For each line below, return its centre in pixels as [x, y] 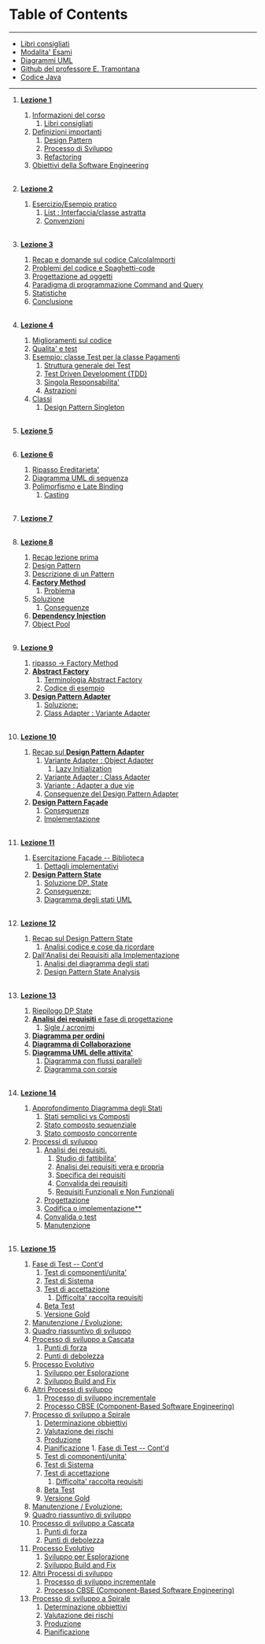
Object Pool [51, 624]
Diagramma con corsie [80, 1069]
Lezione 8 [37, 541]
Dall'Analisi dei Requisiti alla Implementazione [106, 955]
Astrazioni [60, 390]
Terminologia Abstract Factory [93, 679]
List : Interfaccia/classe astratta [95, 212]
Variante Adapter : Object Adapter [99, 760]
